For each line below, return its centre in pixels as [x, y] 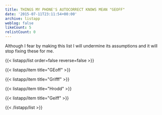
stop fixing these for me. [30, 51]
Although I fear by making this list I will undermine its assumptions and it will [81, 46]
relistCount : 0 [20, 32]
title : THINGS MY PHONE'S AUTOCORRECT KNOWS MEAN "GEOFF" [65, 9]
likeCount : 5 [18, 28]
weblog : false [19, 23]
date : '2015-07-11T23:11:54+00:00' [41, 14]
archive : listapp [23, 18]
